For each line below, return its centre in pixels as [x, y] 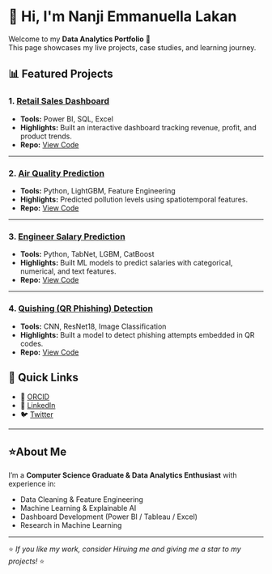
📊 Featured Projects [61, 74]
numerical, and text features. [68, 271]
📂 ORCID [35, 397]
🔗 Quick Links [43, 377]
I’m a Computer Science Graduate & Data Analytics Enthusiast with [123, 475]
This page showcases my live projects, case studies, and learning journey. [132, 47]
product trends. [46, 136]
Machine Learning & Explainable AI [78, 508]
